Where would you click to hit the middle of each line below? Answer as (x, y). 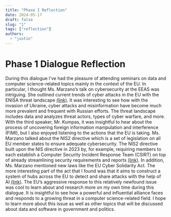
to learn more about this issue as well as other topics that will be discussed (84, 204)
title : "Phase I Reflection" (36, 10)
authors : (15, 34)
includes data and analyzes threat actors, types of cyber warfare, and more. (85, 116)
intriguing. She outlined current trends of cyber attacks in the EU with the (82, 94)
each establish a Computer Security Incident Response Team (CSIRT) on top (86, 154)
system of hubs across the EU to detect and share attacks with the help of (83, 176)
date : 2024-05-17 (24, 15)
